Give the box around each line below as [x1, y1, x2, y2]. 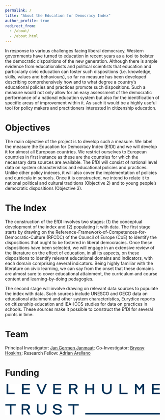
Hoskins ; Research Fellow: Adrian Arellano [5, 350, 91, 356]
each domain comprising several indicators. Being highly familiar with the [5, 260, 153, 266]
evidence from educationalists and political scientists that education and [5, 64, 152, 69]
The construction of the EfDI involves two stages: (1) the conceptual [5, 219, 142, 224]
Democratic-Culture [5, 234, 46, 240]
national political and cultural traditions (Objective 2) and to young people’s [5, 180, 157, 186]
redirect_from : [5, 24, 36, 28]
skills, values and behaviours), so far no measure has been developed [5, 74, 146, 79]
